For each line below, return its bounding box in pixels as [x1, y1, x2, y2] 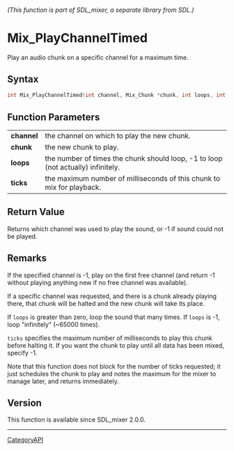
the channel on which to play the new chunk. [45, 131, 191, 141]
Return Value [7, 206, 65, 218]
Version [7, 397, 42, 409]
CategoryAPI [7, 436, 44, 444]
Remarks [7, 252, 47, 265]
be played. [7, 232, 38, 240]
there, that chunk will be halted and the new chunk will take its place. [7, 299, 205, 307]
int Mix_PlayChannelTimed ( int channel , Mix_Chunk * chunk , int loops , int [7, 91, 226, 99]
